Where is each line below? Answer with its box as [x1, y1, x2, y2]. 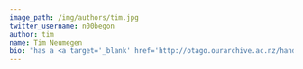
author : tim [9, 30, 54, 39]
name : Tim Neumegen [9, 38, 83, 47]
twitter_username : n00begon [9, 22, 115, 30]
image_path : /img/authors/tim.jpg [9, 13, 140, 22]
